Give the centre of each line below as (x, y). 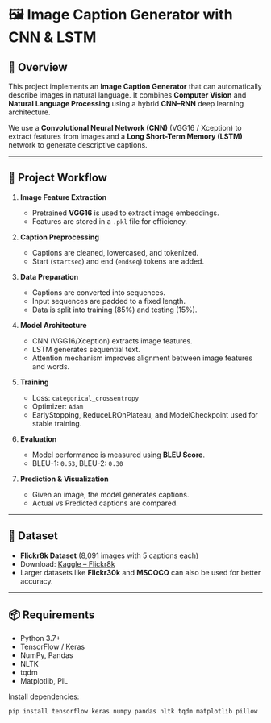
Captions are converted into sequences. (98, 292)
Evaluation (38, 438)
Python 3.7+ (40, 638)
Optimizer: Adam (58, 406)
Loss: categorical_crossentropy (85, 397)
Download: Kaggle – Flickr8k (67, 563)
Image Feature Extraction (63, 197)
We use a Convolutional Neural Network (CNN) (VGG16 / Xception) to (125, 128)
